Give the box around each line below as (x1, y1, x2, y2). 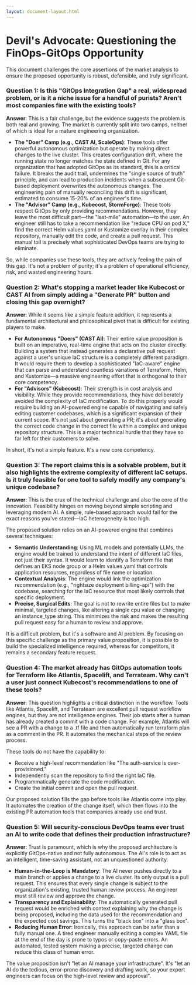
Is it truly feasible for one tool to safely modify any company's (6, 476, 185, 484)
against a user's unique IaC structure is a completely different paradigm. (14, 354, 189, 361)
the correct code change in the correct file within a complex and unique (14, 422, 188, 429)
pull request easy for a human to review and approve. (14, 619, 143, 626)
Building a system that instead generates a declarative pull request (14, 348, 176, 355)
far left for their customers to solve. (14, 435, 100, 442)
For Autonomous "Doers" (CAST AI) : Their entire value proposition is (14, 335, 183, 342)
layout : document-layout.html (6, 8, 80, 15)
